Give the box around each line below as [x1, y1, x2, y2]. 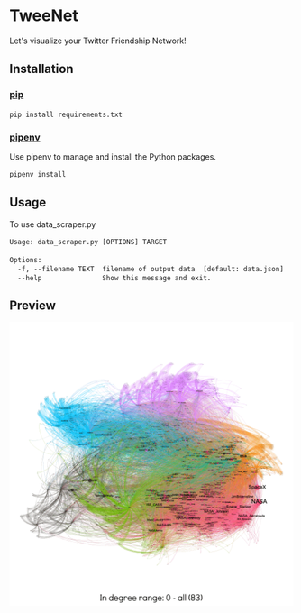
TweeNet [9, 5, 78, 26]
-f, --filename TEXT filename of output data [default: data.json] [17, 264, 284, 273]
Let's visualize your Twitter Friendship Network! [9, 35, 187, 46]
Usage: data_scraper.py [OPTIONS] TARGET [9, 237, 168, 246]
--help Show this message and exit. [17, 273, 212, 282]
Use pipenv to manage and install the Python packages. [9, 151, 216, 162]
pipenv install [9, 169, 67, 178]
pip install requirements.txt [9, 110, 123, 119]
